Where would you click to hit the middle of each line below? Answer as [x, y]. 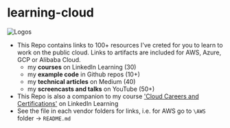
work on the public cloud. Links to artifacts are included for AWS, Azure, [119, 52]
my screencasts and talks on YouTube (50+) [91, 89]
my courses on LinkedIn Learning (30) [82, 67]
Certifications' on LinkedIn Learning [68, 103]
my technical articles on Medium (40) [81, 81]
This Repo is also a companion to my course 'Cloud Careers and [108, 96]
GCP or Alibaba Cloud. [49, 59]
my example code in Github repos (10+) [84, 74]
